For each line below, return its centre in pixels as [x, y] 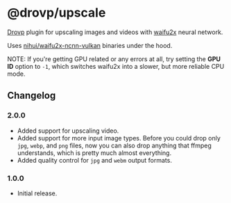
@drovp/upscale [57, 13]
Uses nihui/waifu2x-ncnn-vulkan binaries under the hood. [90, 45]
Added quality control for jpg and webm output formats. [94, 160]
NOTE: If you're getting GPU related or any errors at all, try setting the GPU [114, 59]
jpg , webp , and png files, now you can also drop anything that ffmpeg [114, 145]
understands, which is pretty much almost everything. [94, 153]
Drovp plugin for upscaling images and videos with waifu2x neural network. [115, 32]
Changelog [32, 96]
